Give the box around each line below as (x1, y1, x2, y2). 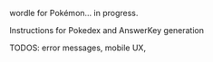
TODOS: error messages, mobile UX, (9, 42, 147, 53)
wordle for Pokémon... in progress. (9, 8, 139, 18)
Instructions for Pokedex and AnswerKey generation (9, 25, 204, 35)
